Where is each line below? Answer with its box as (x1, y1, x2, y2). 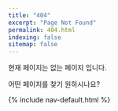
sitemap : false (8, 41, 58, 48)
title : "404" (8, 11, 51, 20)
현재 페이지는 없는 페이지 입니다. (8, 63, 108, 73)
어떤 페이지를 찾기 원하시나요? (8, 80, 101, 89)
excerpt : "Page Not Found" (8, 19, 97, 27)
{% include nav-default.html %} (8, 95, 111, 105)
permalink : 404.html (8, 26, 76, 34)
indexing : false (8, 33, 61, 41)
